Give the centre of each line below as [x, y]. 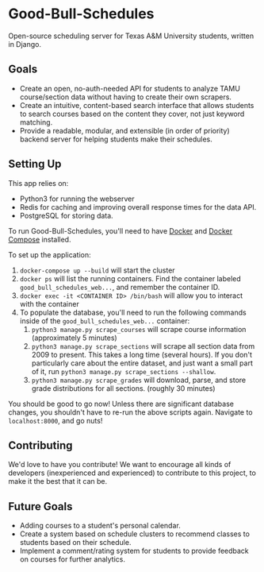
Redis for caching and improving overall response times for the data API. [138, 207]
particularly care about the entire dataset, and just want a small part [142, 363]
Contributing [40, 445]
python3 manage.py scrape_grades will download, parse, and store [139, 380]
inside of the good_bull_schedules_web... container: [105, 321]
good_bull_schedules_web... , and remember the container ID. [120, 287]
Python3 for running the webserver [77, 199]
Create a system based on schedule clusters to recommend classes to [134, 534]
